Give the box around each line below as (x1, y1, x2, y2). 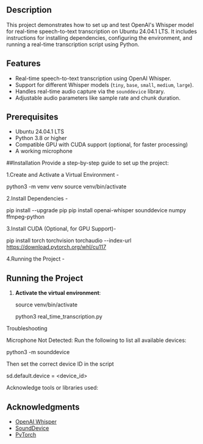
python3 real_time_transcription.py (15, 313, 102, 320)
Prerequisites (6, 112, 59, 122)
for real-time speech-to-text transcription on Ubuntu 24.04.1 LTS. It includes (6, 28, 197, 35)
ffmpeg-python (6, 213, 45, 221)
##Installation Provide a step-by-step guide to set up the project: (6, 159, 169, 167)
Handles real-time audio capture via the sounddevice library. (15, 87, 166, 95)
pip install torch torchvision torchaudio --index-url (6, 237, 132, 244)
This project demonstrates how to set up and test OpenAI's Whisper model (6, 21, 194, 28)
